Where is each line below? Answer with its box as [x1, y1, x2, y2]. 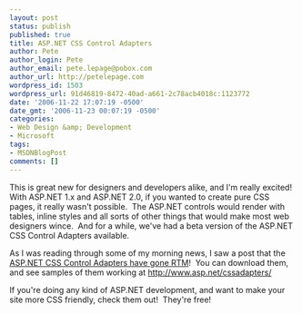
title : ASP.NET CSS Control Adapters [9, 38, 153, 48]
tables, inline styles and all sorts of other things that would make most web [9, 211, 289, 221]
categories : [9, 114, 55, 123]
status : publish [9, 22, 71, 31]
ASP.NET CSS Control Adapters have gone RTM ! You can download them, [9, 257, 289, 268]
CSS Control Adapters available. [9, 230, 130, 240]
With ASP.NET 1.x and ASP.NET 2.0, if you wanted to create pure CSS [9, 191, 270, 202]
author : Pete [9, 47, 59, 56]
